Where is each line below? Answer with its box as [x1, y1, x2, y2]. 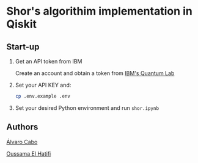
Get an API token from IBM [15, 58, 82, 65]
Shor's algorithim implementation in [6, 4, 193, 18]
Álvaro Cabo [6, 138, 38, 145]
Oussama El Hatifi [6, 150, 51, 157]
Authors [6, 122, 38, 132]
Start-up [6, 42, 40, 52]
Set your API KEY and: [15, 81, 71, 89]
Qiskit [6, 17, 37, 31]
